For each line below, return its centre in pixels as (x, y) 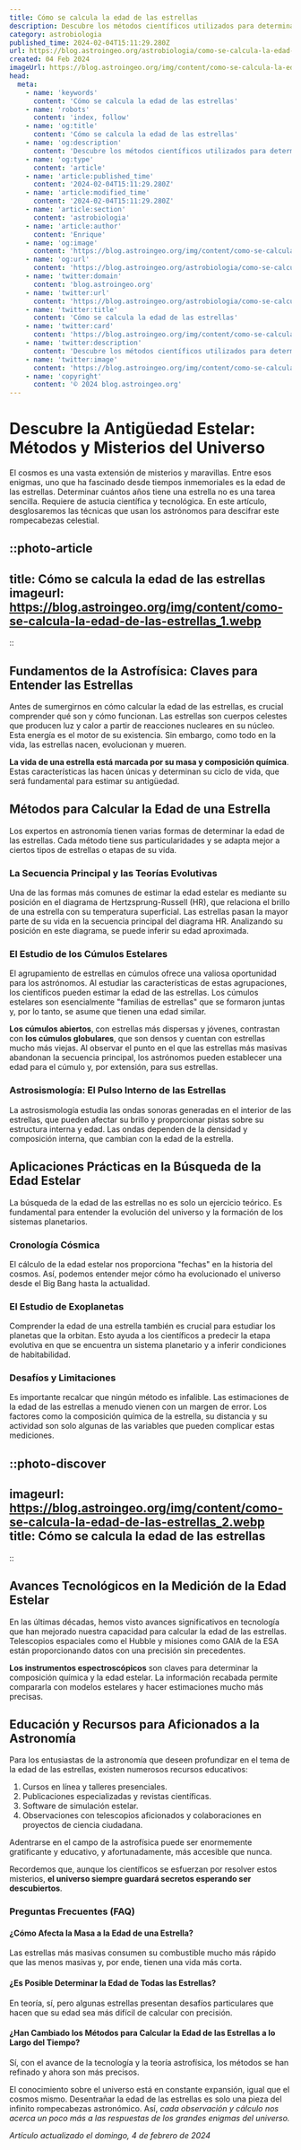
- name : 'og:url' (58, 260)
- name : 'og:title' (62, 126)
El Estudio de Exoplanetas (67, 1306)
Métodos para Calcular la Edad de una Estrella (140, 810)
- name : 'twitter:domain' (74, 276)
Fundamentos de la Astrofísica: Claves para (133, 670)
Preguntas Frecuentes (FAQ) (73, 1911)
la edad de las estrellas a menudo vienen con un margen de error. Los (138, 1407)
